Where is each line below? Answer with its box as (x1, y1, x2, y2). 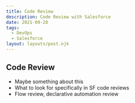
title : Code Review (6, 8, 54, 15)
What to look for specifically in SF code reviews (14, 84, 130, 91)
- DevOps (11, 30, 33, 36)
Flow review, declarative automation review (14, 90, 119, 97)
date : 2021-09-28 (6, 19, 49, 25)
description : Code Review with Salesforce (6, 14, 111, 20)
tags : (6, 24, 19, 31)
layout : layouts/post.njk (6, 41, 69, 47)
